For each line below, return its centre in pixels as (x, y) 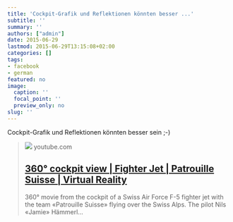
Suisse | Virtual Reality (76, 180)
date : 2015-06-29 (33, 40)
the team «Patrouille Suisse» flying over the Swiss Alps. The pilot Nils (125, 204)
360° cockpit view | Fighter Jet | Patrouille (119, 169)
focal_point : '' (37, 99)
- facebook (23, 66)
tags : (15, 60)
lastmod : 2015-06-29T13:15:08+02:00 (61, 47)
